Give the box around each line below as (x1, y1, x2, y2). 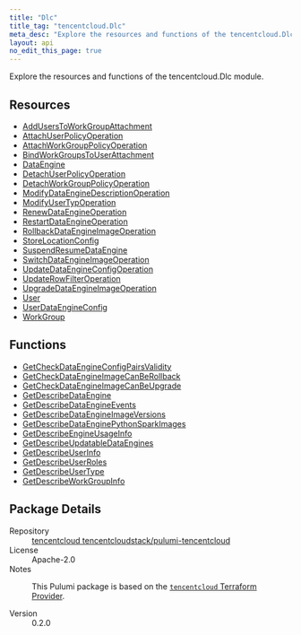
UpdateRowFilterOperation (21, 273, 121, 283)
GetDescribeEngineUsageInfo (21, 428, 133, 439)
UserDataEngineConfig (21, 301, 107, 312)
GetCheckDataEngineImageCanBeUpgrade (21, 380, 182, 391)
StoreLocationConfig (21, 235, 99, 246)
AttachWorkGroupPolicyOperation (21, 140, 148, 151)
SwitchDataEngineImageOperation (21, 254, 150, 265)
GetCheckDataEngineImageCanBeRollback (21, 370, 181, 381)
